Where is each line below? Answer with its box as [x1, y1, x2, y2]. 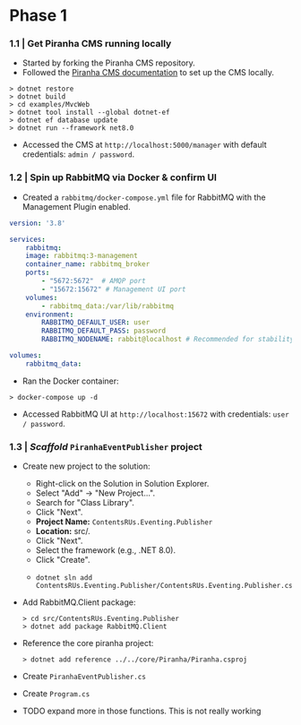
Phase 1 [9, 5, 67, 26]
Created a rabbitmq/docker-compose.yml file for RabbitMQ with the [21, 192, 266, 203]
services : [9, 235, 47, 244]
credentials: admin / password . [21, 149, 135, 160]
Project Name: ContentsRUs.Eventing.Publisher [35, 516, 213, 527]
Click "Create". [35, 555, 90, 565]
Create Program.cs [21, 688, 90, 699]
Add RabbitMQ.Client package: [21, 597, 136, 608]
